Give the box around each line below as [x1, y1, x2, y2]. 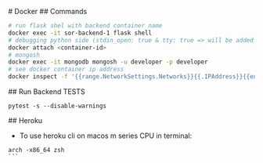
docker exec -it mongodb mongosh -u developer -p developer [8, 58, 209, 66]
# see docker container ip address [8, 66, 124, 74]
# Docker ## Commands [8, 7, 88, 16]
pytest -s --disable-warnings [8, 102, 107, 110]
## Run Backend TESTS [8, 87, 85, 96]
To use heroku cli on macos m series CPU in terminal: [19, 131, 193, 140]
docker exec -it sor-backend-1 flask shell [8, 29, 153, 37]
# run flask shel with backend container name [8, 22, 163, 30]
